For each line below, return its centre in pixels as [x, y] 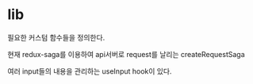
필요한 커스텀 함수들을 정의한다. [56, 37]
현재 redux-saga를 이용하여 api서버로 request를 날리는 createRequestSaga [126, 54]
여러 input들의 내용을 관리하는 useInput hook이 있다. [90, 71]
